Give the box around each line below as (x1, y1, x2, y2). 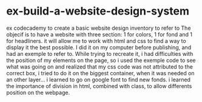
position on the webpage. (6, 89, 70, 96)
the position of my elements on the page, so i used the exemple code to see (6, 56, 196, 64)
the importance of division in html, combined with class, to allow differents (6, 82, 192, 89)
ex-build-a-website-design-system (6, 4, 190, 18)
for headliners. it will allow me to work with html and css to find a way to (6, 37, 186, 44)
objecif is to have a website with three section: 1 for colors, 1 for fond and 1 (6, 30, 193, 38)
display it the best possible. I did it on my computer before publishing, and (6, 44, 192, 51)
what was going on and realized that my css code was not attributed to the (6, 63, 193, 70)
